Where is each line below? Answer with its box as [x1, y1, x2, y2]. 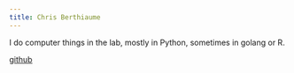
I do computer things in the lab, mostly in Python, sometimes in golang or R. [9, 37, 285, 47]
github [9, 54, 33, 64]
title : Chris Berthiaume [9, 12, 101, 22]
